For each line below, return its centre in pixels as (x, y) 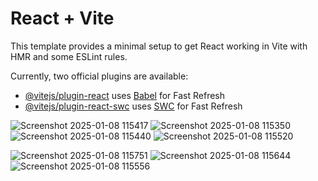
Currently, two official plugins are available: (99, 76)
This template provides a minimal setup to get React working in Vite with (159, 46)
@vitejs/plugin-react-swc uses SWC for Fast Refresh (133, 106)
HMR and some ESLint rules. (69, 56)
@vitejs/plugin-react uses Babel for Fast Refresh (125, 95)
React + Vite (62, 18)
